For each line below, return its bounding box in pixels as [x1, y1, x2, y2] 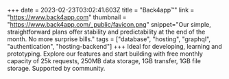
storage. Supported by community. [7, 65, 106, 72]
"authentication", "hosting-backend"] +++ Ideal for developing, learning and [7, 43, 223, 50]
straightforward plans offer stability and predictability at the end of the [7, 27, 206, 36]
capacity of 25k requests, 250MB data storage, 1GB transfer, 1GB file [7, 57, 201, 65]
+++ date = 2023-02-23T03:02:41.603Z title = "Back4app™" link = [7, 6, 195, 14]
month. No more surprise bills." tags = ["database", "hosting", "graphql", [7, 35, 211, 43]
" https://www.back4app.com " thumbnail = [7, 13, 127, 21]
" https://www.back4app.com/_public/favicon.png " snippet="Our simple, [7, 21, 211, 28]
